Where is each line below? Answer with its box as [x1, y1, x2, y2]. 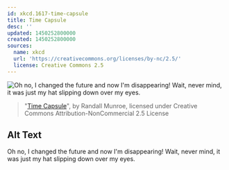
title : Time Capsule [7, 17, 67, 24]
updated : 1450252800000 [7, 29, 76, 37]
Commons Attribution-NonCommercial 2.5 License [24, 109, 169, 117]
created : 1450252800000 [7, 36, 76, 43]
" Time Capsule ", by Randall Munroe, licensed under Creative [24, 101, 198, 110]
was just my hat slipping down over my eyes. [7, 155, 135, 163]
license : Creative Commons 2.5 [13, 62, 104, 69]
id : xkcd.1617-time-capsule [7, 10, 89, 17]
